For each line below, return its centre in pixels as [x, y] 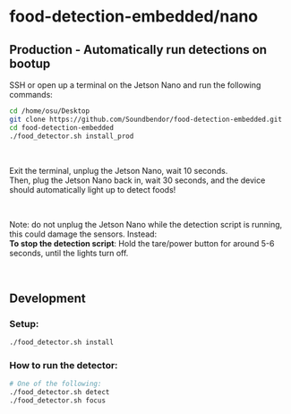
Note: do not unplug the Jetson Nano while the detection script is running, [146, 224]
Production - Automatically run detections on [138, 50]
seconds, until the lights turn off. [69, 253]
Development [48, 298]
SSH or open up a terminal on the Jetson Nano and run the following [135, 85]
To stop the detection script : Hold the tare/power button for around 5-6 [142, 243]
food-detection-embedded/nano [133, 17]
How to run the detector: [64, 365]
